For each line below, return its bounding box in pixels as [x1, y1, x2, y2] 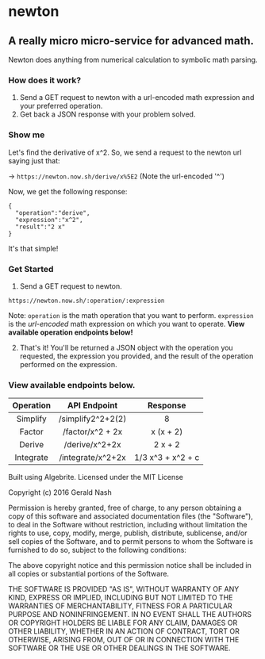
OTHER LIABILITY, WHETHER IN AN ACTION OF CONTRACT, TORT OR [8, 626, 240, 636]
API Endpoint [67, 400, 118, 411]
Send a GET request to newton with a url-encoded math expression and [19, 93, 255, 102]
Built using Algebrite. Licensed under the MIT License [8, 473, 184, 482]
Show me [8, 129, 45, 140]
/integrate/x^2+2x [59, 452, 127, 463]
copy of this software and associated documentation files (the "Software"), [8, 511, 254, 521]
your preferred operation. [19, 102, 103, 111]
